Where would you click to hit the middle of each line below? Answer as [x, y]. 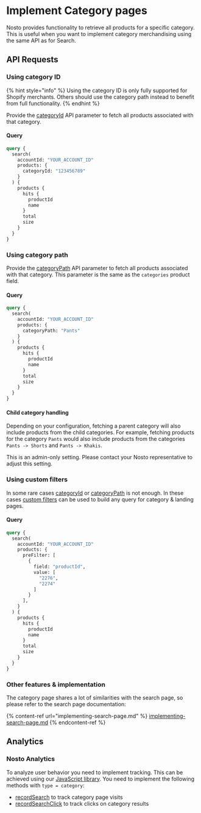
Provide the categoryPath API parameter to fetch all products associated [97, 268]
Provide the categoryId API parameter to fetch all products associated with [100, 115]
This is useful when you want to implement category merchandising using [99, 34]
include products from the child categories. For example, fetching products [100, 432]
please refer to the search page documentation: [66, 704]
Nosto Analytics [31, 759]
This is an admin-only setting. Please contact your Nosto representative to [100, 457]
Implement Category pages [77, 11]
